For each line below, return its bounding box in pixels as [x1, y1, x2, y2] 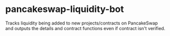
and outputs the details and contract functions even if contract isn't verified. [5, 25, 165, 31]
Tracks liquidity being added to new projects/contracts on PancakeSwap [5, 20, 158, 26]
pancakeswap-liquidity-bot [5, 3, 124, 15]
